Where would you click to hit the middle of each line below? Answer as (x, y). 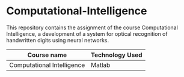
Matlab (101, 65)
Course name (47, 55)
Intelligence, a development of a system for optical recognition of (87, 33)
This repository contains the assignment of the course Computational (92, 27)
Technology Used (117, 55)
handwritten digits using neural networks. (58, 40)
